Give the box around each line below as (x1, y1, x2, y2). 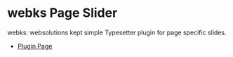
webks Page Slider (7, 5, 118, 21)
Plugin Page (17, 42, 53, 50)
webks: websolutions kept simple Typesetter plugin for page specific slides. (7, 28, 227, 37)
